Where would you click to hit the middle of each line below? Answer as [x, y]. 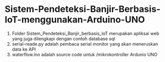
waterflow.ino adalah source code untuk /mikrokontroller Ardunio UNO [85, 54]
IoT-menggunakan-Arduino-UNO [75, 20]
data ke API [24, 49]
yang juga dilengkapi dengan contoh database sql [63, 39]
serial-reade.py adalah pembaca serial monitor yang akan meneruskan [85, 44]
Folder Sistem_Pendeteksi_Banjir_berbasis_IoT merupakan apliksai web [86, 33]
